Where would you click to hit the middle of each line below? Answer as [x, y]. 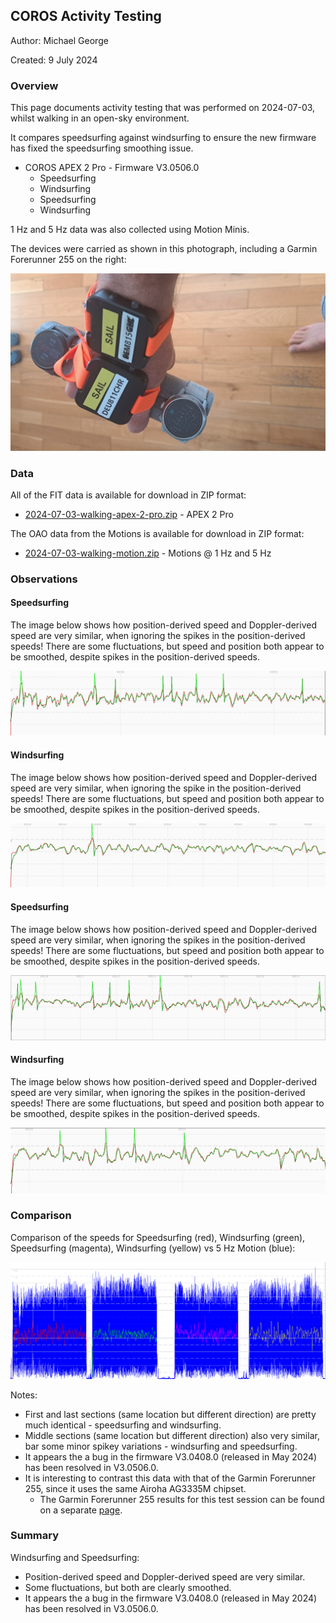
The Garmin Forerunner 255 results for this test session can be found [182, 1499]
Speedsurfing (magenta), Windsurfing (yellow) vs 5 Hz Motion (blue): [153, 1248]
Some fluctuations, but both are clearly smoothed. [128, 1587]
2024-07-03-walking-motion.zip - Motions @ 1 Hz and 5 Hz [148, 553]
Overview [34, 86]
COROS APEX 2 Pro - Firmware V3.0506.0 [112, 168]
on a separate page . [81, 1510]
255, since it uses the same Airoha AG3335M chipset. [135, 1488]
